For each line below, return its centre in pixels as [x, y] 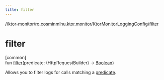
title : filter [20, 10]
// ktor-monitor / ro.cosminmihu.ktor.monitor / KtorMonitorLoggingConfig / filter [82, 24]
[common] [16, 57]
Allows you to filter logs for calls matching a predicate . [61, 72]
